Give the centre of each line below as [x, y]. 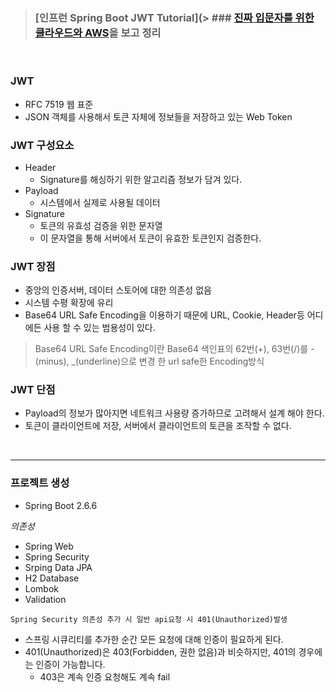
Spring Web [49, 546]
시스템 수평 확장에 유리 [69, 303]
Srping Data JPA [58, 567]
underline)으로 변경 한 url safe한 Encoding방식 [171, 361]
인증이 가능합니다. [70, 664]
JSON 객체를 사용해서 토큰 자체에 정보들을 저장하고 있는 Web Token [158, 116]
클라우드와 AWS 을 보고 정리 [98, 32]
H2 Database [52, 578]
